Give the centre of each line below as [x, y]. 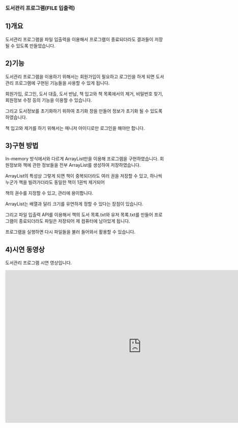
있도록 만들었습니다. [36, 46]
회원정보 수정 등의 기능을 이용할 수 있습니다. [49, 100]
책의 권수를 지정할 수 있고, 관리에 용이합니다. [49, 193]
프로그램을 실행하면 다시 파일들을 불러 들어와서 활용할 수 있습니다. [70, 232]
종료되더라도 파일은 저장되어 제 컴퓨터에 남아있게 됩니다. [75, 221]
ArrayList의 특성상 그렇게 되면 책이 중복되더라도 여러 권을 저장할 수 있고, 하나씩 [84, 176]
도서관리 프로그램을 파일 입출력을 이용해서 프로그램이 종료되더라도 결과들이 [79, 39]
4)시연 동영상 [25, 250]
